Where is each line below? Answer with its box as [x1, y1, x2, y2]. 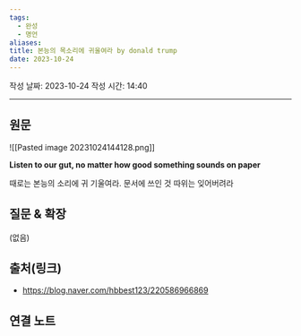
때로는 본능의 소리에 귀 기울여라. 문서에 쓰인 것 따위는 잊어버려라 [9, 177, 235, 188]
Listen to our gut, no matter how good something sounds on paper [9, 159, 262, 170]
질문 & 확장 [9, 207, 67, 222]
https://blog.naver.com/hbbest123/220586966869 [21, 285, 209, 296]
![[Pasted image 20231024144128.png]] [9, 142, 155, 152]
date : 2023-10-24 [9, 55, 74, 64]
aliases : [9, 38, 42, 47]
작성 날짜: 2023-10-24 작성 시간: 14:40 [9, 81, 148, 90]
